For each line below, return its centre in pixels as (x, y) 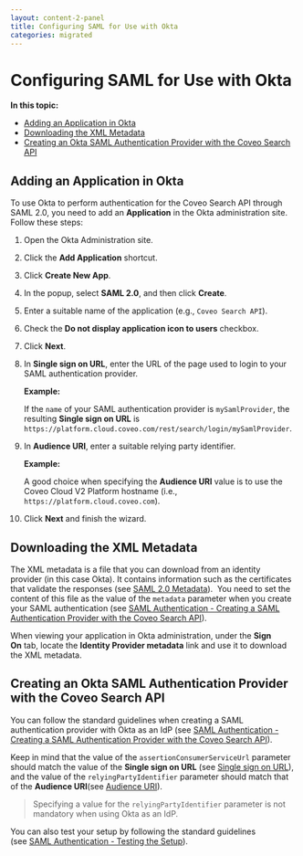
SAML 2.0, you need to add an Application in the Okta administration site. (149, 213)
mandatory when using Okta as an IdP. (105, 813)
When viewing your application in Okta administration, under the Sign (141, 635)
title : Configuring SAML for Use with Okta (94, 26)
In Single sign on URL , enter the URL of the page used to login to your (155, 364)
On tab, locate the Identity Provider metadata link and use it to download (149, 645)
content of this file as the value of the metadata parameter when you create (151, 598)
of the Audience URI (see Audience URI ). (87, 786)
